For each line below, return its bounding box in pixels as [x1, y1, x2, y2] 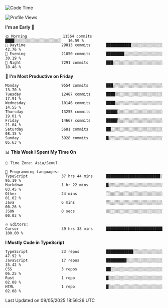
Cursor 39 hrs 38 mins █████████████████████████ [5, 226, 163, 231]
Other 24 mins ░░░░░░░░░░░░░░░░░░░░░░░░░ [5, 191, 163, 196]
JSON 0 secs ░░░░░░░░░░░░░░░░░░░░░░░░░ [5, 209, 163, 214]
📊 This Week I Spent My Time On [5, 149, 76, 155]
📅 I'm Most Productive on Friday [5, 73, 74, 79]
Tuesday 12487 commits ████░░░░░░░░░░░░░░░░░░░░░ [5, 92, 163, 97]
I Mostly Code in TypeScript [5, 239, 64, 245]
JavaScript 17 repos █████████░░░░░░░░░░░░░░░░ [5, 258, 163, 263]
